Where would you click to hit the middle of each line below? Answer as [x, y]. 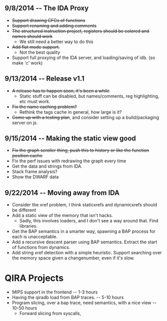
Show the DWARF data [35, 177]
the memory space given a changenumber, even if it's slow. [73, 258]
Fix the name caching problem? [44, 107]
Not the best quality [40, 52]
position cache [27, 156]
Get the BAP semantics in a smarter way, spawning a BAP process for [84, 231]
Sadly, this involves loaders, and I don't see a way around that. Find [89, 221]
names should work [32, 36]
